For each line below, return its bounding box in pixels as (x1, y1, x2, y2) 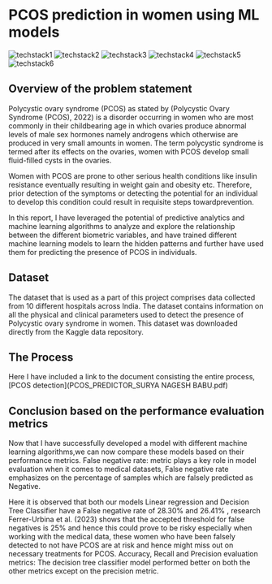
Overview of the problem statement (8, 82, 192, 96)
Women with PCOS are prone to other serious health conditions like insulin (8, 171, 257, 180)
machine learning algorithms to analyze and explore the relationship (8, 221, 235, 231)
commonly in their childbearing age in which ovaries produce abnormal (8, 120, 247, 131)
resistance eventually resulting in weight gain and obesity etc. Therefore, (8, 180, 253, 189)
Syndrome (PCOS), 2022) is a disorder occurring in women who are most (8, 112, 254, 122)
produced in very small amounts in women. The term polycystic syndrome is (8, 138, 264, 148)
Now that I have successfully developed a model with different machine (8, 439, 248, 448)
